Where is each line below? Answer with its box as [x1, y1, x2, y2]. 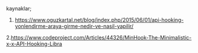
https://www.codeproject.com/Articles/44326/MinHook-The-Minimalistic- [11, 34, 192, 41]
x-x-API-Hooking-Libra [6, 41, 62, 47]
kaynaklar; [6, 5, 32, 12]
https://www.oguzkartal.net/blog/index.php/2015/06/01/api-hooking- [14, 16, 184, 23]
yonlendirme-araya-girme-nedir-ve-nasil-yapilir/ [14, 23, 134, 29]
